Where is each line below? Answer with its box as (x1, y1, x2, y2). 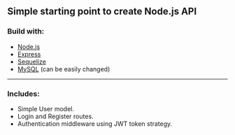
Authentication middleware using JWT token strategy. (17, 119, 173, 128)
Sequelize (17, 57, 47, 66)
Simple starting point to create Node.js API (7, 6, 197, 17)
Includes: (7, 89, 40, 99)
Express (17, 50, 41, 58)
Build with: (7, 27, 45, 36)
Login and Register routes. (17, 112, 94, 120)
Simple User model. (17, 104, 75, 113)
